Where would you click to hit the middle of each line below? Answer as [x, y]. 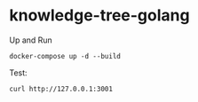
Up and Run [31, 40]
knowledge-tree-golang [99, 16]
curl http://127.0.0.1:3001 [61, 89]
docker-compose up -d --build [65, 56]
